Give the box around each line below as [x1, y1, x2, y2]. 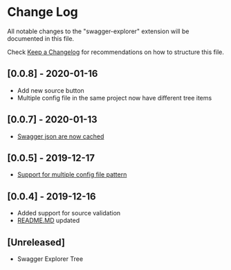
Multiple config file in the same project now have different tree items [17, 93, 212, 102]
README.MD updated [17, 216, 80, 225]
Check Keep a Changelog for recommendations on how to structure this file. [7, 48, 225, 56]
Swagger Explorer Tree [17, 255, 84, 263]
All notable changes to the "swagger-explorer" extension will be [7, 27, 190, 35]
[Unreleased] [7, 236, 66, 248]
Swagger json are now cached [17, 132, 104, 141]
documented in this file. [7, 34, 75, 42]
